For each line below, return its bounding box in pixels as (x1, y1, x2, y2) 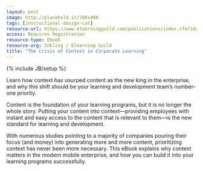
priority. (17, 89, 37, 97)
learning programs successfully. (6, 158, 86, 165)
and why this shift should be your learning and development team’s (6, 83, 173, 90)
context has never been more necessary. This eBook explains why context (6, 144, 192, 152)
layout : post (6, 8, 39, 15)
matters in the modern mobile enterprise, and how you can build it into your (6, 151, 194, 158)
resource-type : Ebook (6, 37, 61, 43)
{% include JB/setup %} (6, 65, 66, 72)
